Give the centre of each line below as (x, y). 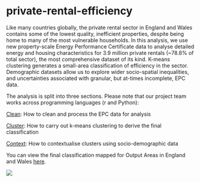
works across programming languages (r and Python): (73, 102)
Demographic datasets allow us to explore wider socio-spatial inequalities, (98, 72)
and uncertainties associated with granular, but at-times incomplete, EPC (96, 78)
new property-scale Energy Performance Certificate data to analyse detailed (100, 47)
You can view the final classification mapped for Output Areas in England (96, 155)
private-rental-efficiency (70, 11)
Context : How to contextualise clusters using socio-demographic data (92, 143)
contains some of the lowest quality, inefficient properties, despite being (95, 33)
